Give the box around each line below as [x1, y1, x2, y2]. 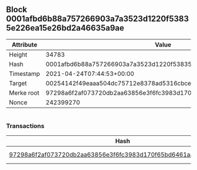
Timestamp [9, 69, 40, 78]
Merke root [9, 88, 40, 96]
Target [9, 79, 28, 87]
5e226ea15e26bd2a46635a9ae [6, 23, 124, 33]
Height [9, 50, 28, 58]
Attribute [11, 41, 38, 49]
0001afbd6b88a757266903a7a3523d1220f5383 [6, 14, 189, 24]
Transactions [6, 122, 45, 130]
